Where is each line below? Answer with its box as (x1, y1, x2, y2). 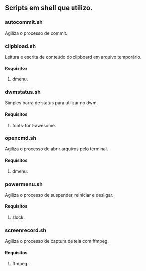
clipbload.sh (5, 42, 36, 49)
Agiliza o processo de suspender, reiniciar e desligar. (5, 192, 113, 198)
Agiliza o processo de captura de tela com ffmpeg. (5, 238, 109, 244)
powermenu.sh (5, 181, 43, 188)
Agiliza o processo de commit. (5, 30, 68, 36)
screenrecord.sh (5, 227, 46, 234)
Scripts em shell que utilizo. (5, 4, 93, 12)
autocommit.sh (5, 19, 43, 26)
